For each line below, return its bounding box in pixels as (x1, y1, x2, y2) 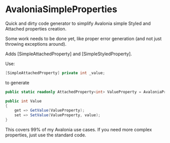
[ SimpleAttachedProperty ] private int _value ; (5, 70, 105, 76)
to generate (5, 80, 29, 86)
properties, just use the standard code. (5, 132, 87, 138)
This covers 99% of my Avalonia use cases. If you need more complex (5, 127, 152, 133)
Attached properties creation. (5, 25, 67, 31)
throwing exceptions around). (5, 41, 67, 47)
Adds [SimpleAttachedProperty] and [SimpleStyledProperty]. (5, 51, 133, 57)
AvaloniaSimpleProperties (5, 4, 117, 15)
